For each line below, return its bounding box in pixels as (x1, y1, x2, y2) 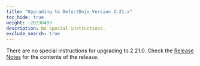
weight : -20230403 (6, 20, 52, 26)
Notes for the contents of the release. (6, 54, 99, 61)
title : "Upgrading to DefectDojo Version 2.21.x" (6, 8, 133, 15)
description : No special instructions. (6, 25, 106, 32)
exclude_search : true (6, 31, 60, 37)
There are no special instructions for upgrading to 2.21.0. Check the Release (6, 47, 194, 54)
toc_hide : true (6, 14, 44, 20)
